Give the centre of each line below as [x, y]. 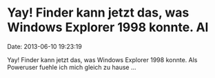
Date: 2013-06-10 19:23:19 [45, 46]
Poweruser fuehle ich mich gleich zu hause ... [72, 67]
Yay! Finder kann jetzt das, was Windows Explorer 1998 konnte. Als [102, 59]
